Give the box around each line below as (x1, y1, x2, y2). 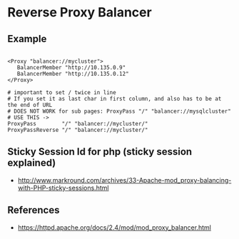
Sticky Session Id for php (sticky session (7, 146, 193, 158)
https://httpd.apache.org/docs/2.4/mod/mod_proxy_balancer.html (17, 223, 212, 232)
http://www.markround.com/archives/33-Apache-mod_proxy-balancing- (17, 176, 232, 184)
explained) (7, 157, 56, 169)
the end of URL (7, 101, 53, 108)
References (7, 204, 60, 216)
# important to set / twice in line (7, 89, 116, 96)
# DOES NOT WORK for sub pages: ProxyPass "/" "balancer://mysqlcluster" (7, 108, 232, 115)
